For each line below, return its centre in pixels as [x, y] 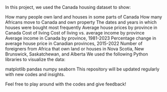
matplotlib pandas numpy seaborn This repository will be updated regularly [82, 69]
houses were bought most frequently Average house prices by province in [81, 27]
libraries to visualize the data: [35, 59]
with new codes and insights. [35, 74]
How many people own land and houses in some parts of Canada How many [84, 17]
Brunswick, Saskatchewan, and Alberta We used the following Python [77, 54]
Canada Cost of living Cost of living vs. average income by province [75, 33]
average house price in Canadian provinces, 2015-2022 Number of [74, 43]
